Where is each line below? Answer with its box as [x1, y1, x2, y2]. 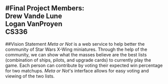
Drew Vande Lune [5, 12, 62, 21]
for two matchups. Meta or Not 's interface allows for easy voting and [5, 67, 149, 73]
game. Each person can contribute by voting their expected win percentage [5, 62, 163, 68]
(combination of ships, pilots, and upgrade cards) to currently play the [5, 57, 151, 63]
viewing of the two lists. [5, 73, 55, 79]
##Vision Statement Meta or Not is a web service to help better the [5, 41, 145, 47]
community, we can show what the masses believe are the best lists [5, 51, 147, 57]
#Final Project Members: [5, 4, 85, 13]
